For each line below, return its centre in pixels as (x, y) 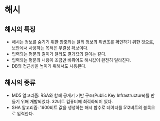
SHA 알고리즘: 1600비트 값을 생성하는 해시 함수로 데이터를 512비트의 (77, 107)
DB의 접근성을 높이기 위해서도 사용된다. (49, 66)
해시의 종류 (20, 83)
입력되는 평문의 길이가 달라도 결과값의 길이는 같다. (59, 54)
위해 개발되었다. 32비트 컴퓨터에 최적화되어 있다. (67, 101)
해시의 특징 (20, 29)
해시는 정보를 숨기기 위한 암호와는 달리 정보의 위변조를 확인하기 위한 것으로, (83, 42)
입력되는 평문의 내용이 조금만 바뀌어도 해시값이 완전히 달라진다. (71, 60)
